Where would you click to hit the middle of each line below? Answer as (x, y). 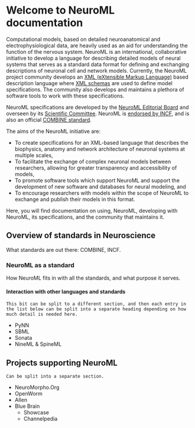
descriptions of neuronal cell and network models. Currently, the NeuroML (97, 70)
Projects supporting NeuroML (62, 363)
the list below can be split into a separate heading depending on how (96, 309)
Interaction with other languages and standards (66, 291)
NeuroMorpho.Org (37, 387)
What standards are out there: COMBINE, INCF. (64, 249)
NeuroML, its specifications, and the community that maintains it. (85, 217)
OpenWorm (29, 394)
